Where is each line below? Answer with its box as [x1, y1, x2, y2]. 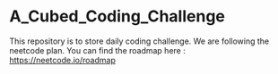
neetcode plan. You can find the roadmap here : [9, 45, 186, 55]
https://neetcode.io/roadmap [9, 54, 117, 65]
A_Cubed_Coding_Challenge [9, 6, 226, 27]
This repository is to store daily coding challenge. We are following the [9, 36, 270, 46]
